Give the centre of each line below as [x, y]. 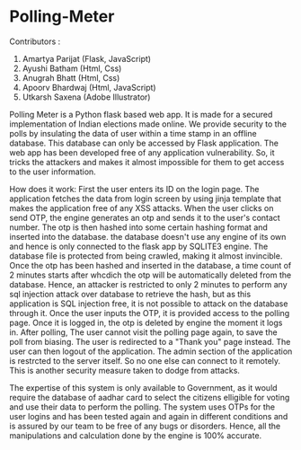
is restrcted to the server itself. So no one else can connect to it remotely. [145, 360]
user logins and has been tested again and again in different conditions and [149, 416]
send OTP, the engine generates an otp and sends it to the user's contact [145, 217]
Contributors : [35, 41]
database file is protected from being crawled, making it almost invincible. [146, 256]
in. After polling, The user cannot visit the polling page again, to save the [143, 332]
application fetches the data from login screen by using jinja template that [145, 199]
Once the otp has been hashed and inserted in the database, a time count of [150, 265]
